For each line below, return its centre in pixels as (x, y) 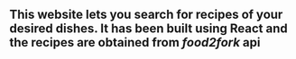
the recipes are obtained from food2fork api (135, 42)
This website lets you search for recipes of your (146, 15)
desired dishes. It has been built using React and (148, 29)
